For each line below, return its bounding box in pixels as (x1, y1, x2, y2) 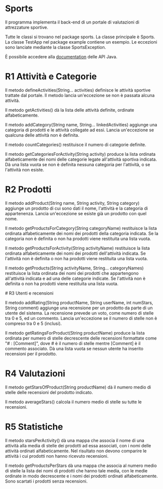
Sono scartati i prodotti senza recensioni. (5, 478, 88, 484)
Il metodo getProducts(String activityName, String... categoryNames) (5, 265, 144, 271)
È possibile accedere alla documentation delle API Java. (5, 53, 118, 59)
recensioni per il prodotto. (5, 351, 57, 357)
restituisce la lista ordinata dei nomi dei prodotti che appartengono (5, 270, 139, 276)
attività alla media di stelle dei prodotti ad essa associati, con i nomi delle (5, 442, 151, 448)
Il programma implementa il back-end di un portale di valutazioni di (5, 19, 140, 25)
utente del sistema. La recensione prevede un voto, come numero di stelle (5, 310, 154, 316)
